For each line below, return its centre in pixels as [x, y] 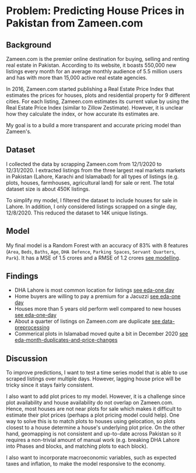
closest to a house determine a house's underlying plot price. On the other [95, 428]
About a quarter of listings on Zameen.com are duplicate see [87, 321]
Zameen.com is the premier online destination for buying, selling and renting [98, 59]
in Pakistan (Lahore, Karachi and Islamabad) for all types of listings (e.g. [92, 176]
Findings [22, 276]
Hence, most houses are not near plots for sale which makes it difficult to [94, 409]
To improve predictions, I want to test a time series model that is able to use [97, 373]
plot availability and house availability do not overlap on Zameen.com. [90, 403]
